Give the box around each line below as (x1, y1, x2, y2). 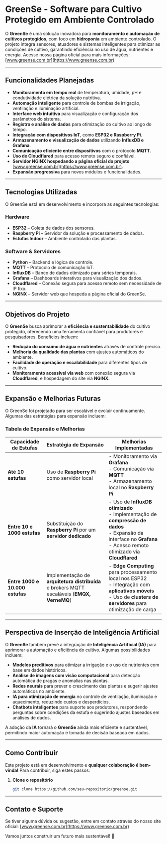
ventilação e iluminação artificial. (12, 105, 80, 111)
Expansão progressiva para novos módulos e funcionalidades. (12, 168, 142, 175)
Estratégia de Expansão (46, 441, 104, 448)
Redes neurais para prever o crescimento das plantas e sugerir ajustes (12, 683, 158, 689)
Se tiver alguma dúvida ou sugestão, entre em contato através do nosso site (5, 818, 161, 824)
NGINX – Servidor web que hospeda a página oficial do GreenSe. (12, 291, 146, 297)
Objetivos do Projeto (5, 310, 70, 318)
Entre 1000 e (7, 578, 39, 585)
